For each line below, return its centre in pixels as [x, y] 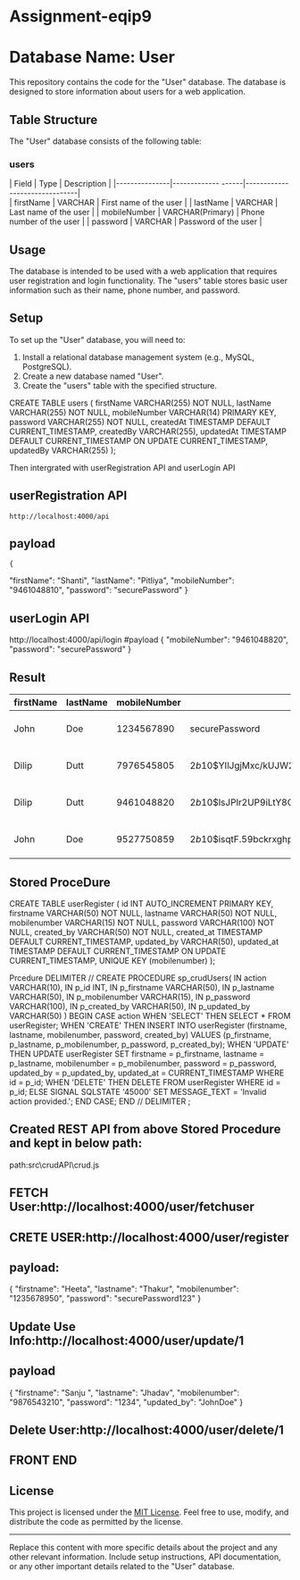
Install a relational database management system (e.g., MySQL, [138, 357]
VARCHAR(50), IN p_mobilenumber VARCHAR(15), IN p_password [130, 997]
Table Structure [54, 119]
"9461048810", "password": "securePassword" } [99, 590]
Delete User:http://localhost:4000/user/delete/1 [146, 1430]
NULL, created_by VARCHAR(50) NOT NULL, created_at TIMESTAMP [136, 932]
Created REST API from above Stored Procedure [145, 1129]
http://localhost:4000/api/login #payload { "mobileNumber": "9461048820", [149, 640]
